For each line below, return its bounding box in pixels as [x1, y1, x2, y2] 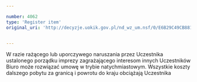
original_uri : [6, 25, 41, 30]
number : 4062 [6, 13, 38, 19]
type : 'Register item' [6, 19, 62, 25]
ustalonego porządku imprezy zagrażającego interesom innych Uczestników [6, 57, 191, 64]
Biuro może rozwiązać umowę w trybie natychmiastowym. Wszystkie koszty [6, 63, 191, 70]
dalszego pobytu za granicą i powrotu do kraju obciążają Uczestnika [6, 70, 171, 77]
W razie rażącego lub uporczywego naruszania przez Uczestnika [6, 51, 164, 58]
